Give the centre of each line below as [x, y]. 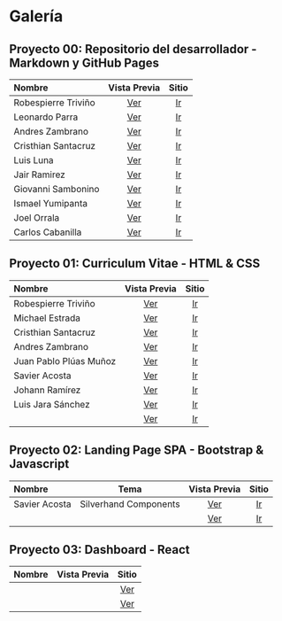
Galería [36, 16]
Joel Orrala [37, 217]
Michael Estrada [47, 318]
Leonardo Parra [46, 117]
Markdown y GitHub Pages [84, 62]
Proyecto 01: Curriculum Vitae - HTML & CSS [135, 264]
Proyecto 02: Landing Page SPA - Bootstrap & [137, 450]
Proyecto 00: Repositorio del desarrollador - [133, 49]
